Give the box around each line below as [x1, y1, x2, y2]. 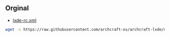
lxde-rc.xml [12, 17, 37, 23]
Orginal [5, 4, 29, 12]
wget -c [5, 27, 22, 32]
